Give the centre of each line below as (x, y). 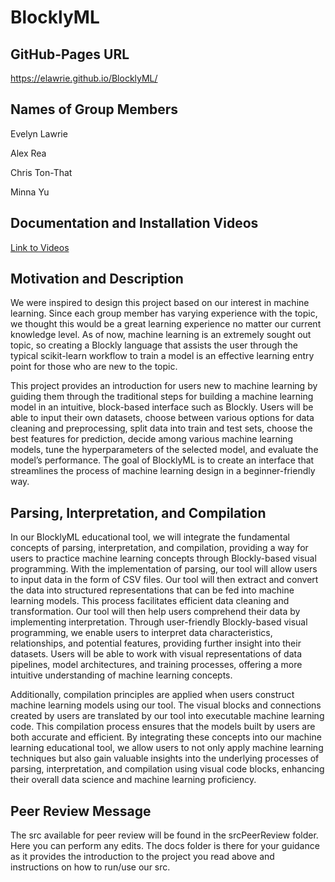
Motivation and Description (97, 279)
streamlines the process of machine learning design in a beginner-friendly (163, 471)
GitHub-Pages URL (70, 54)
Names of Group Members (94, 109)
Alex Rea (28, 153)
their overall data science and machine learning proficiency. (133, 780)
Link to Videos (40, 247)
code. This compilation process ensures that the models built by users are (163, 727)
